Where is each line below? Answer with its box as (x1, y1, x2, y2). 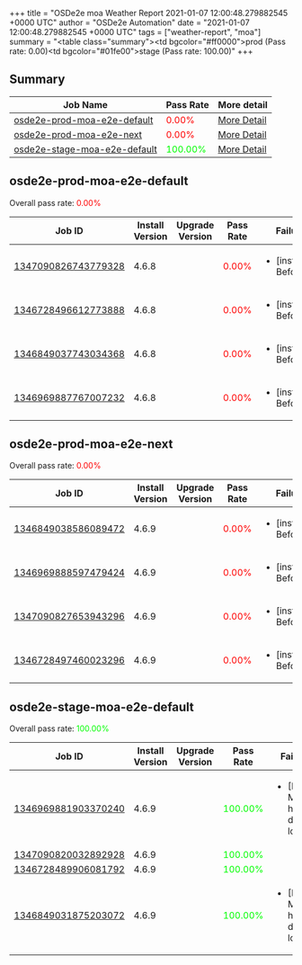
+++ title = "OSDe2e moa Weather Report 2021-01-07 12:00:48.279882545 (9, 8, 289, 18)
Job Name (62, 98, 108, 111)
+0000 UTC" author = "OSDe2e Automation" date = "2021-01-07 (9, 17, 250, 28)
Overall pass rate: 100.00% (9, 723, 110, 734)
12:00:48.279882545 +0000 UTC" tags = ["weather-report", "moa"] (9, 27, 262, 37)
